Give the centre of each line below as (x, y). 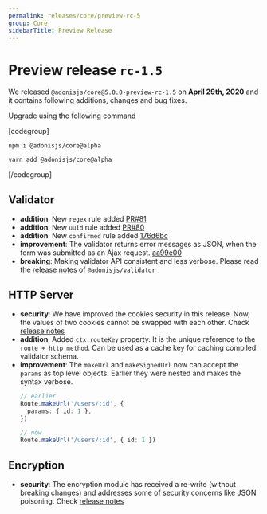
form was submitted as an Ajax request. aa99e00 (100, 253)
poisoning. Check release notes (72, 501)
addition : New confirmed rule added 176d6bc (94, 236)
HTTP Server (41, 294)
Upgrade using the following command (72, 116)
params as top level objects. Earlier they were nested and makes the (130, 373)
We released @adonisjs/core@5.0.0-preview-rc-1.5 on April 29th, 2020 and (133, 92)
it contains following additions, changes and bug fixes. (98, 100)
